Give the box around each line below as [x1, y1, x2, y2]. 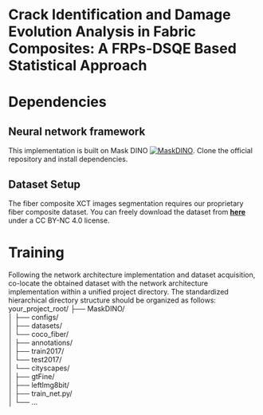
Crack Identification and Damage [8, 6, 231, 24]
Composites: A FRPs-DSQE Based [8, 40, 237, 57]
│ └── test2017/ [8, 354, 62, 364]
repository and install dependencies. [8, 154, 128, 164]
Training [8, 243, 65, 262]
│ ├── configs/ [8, 312, 59, 322]
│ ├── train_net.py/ [8, 389, 73, 398]
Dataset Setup [8, 177, 81, 191]
